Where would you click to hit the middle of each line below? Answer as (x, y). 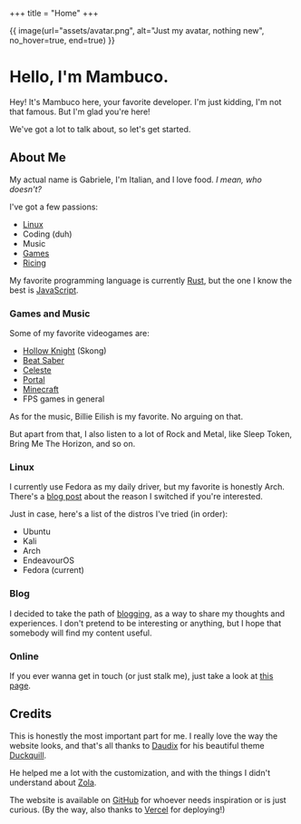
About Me (38, 158)
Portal (34, 380)
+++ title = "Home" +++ (54, 13)
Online (24, 656)
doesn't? (26, 189)
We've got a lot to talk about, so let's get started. (100, 129)
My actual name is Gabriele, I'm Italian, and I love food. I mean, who (136, 179)
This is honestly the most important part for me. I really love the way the (144, 736)
